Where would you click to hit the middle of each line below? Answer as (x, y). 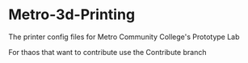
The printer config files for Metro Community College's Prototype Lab (124, 37)
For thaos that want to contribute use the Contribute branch (107, 52)
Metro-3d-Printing (72, 15)
